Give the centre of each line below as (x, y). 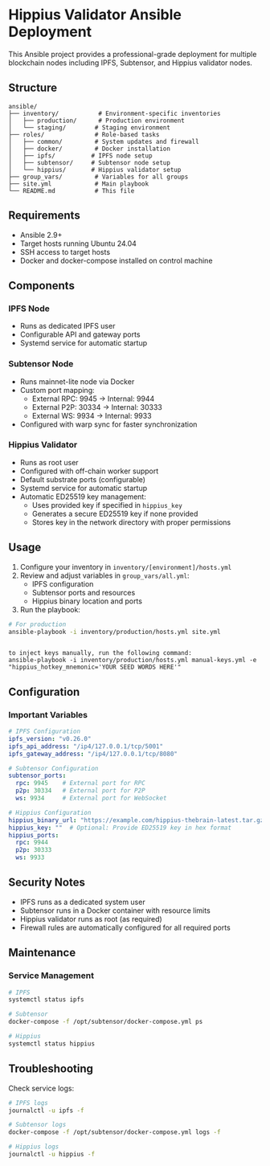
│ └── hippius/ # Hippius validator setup (95, 170)
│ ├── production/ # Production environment (96, 121)
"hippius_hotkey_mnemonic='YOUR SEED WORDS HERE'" (95, 667)
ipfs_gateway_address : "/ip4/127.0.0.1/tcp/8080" (93, 754)
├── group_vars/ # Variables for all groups (98, 177)
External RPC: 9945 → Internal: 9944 (93, 399)
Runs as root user (49, 462)
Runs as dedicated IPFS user (67, 326)
